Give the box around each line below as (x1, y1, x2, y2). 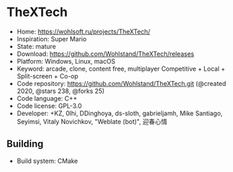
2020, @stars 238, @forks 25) (16, 87, 105, 95)
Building (6, 138, 44, 150)
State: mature (16, 42, 57, 50)
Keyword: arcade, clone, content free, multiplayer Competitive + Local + (16, 64, 225, 73)
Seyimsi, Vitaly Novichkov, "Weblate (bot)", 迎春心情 (16, 117, 168, 126)
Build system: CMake (16, 157, 79, 165)
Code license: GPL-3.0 (16, 101, 82, 110)
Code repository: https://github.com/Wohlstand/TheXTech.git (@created (16, 79, 227, 87)
